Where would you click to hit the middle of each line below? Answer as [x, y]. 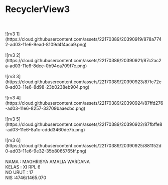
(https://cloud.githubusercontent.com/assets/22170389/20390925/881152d [83, 145]
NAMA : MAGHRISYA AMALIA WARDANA [48, 161]
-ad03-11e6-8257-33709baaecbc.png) [45, 108]
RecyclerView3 [38, 9]
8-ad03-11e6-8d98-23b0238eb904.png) [47, 87]
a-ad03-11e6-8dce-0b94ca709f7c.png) [46, 66]
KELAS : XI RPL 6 [23, 167]
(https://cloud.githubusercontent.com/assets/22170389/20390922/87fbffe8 [84, 124]
